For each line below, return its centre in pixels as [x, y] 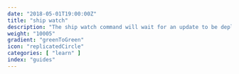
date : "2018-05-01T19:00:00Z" [52, 14]
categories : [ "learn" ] [44, 54]
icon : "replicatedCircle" [46, 47]
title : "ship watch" [38, 20]
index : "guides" [31, 60]
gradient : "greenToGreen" [46, 40]
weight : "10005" [31, 33]
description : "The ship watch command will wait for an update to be [113, 27]
